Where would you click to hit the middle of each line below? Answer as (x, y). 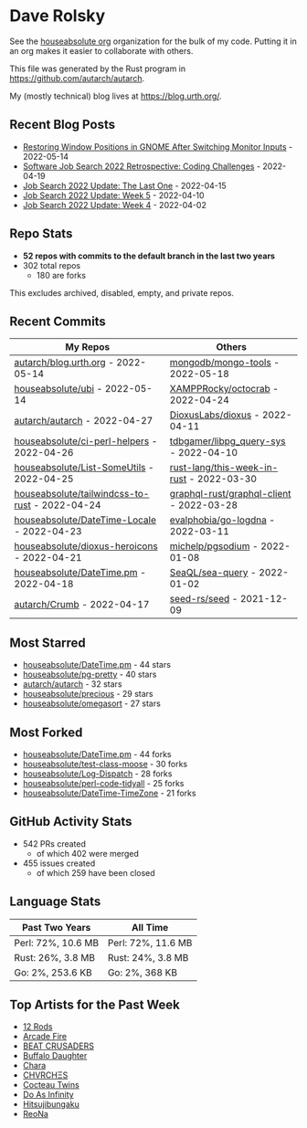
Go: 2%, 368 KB (143, 972)
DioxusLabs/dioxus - (215, 415)
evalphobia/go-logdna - (222, 520)
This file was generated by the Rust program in (98, 69)
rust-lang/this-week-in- (224, 468)
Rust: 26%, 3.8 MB (55, 957)
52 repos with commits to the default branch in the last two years (149, 256)
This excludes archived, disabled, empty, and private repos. (122, 292)
